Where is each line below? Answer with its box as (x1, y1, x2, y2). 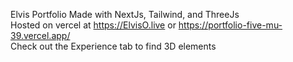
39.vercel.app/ (10, 30, 71, 41)
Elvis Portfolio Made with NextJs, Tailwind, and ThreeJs (10, 9, 240, 20)
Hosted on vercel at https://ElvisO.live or (10, 19, 177, 31)
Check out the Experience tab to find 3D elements (10, 40, 217, 52)
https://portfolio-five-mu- (178, 19, 283, 31)
